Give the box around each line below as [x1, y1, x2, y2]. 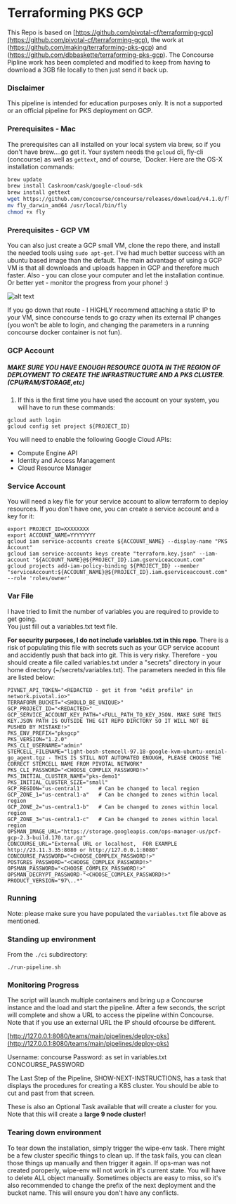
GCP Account [7, 346, 55, 355]
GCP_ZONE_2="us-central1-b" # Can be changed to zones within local [7, 803, 218, 811]
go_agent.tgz [7, 754, 46, 761]
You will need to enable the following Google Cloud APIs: [7, 435, 172, 443]
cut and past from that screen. [7, 1089, 96, 1097]
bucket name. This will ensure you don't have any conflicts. [7, 1189, 179, 1197]
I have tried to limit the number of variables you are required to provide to [7, 607, 219, 615]
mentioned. [7, 917, 41, 925]
